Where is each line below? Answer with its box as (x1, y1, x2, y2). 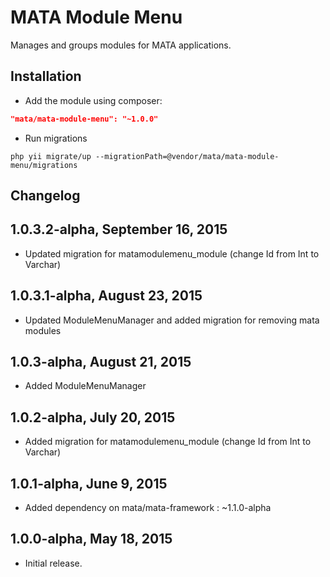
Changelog (10, 187, 81, 205)
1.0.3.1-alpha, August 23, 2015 (10, 287, 203, 305)
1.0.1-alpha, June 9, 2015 (10, 475, 168, 492)
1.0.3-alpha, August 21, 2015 (10, 354, 192, 371)
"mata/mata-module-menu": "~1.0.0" (10, 114, 159, 124)
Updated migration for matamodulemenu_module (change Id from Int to (24, 247, 320, 260)
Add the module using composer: (24, 94, 163, 106)
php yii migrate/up (10, 151, 92, 161)
